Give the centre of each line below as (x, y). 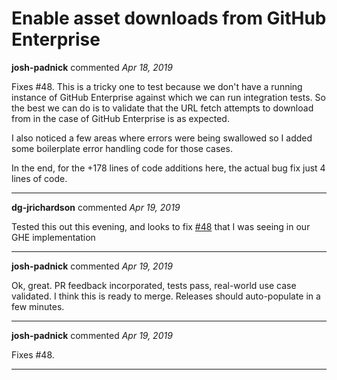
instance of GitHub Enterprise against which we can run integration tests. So (168, 97)
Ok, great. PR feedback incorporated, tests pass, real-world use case (154, 285)
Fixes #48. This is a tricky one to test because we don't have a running (157, 86)
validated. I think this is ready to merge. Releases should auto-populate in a (166, 296)
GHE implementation (53, 237)
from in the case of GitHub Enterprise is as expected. (120, 118)
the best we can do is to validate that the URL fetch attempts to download (162, 108)
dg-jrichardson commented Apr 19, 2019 (96, 207)
